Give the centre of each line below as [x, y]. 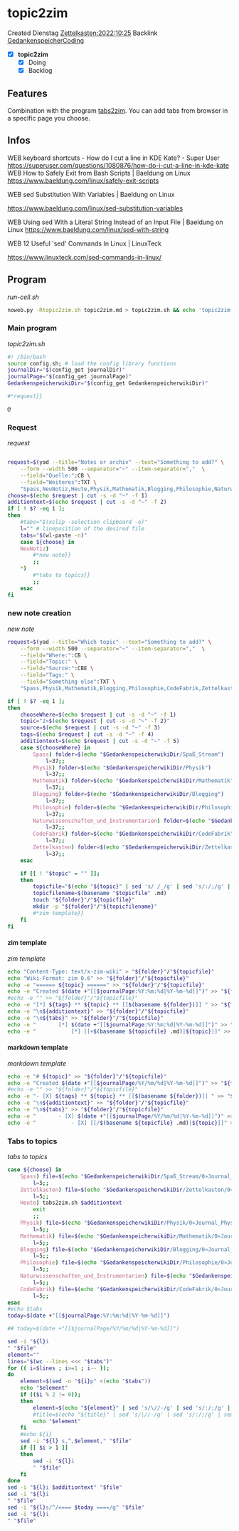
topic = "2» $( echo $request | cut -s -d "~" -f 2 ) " [95, 721]
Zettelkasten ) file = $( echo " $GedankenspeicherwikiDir [101, 1190]
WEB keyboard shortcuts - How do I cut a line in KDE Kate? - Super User [113, 158]
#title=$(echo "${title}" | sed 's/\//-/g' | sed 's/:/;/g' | [127, 1415]
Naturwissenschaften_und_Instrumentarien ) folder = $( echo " [122, 821]
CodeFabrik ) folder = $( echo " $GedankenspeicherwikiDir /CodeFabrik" [133, 834]
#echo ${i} [36, 1435]
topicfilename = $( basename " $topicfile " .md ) [100, 894]
